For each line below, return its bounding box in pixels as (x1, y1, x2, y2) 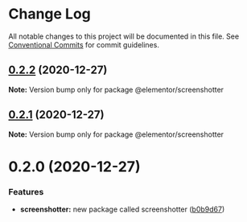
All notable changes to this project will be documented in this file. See (8, 31, 240, 41)
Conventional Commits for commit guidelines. (8, 39, 159, 49)
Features (8, 186, 44, 197)
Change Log (8, 5, 91, 23)
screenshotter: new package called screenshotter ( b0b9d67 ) (19, 204, 225, 214)
